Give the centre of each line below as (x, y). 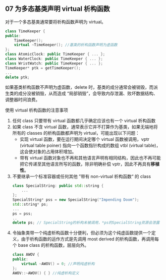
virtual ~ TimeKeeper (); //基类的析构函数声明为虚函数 (66, 45)
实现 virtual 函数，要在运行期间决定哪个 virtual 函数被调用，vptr (84, 139)
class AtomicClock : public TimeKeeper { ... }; (55, 54)
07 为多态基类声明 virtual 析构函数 (57, 9)
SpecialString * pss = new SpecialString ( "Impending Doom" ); (76, 200)
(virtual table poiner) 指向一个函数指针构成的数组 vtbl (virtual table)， (90, 146)
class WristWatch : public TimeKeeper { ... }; (54, 63)
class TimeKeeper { (25, 31)
